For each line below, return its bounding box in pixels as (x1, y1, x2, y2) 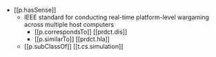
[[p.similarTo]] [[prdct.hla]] (34, 35, 110, 43)
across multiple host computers (23, 21, 115, 28)
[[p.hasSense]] (13, 6, 57, 14)
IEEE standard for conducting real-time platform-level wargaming (23, 13, 209, 21)
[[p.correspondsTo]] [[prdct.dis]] (34, 27, 128, 36)
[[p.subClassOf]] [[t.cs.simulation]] (23, 43, 124, 50)
